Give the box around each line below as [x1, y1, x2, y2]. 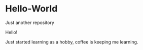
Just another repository [5, 19, 55, 25]
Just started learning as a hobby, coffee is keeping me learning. [5, 38, 138, 45]
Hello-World [5, 3, 58, 14]
